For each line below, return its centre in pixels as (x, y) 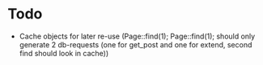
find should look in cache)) (64, 53)
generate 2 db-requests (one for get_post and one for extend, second (136, 44)
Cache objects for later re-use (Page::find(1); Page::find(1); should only (137, 36)
